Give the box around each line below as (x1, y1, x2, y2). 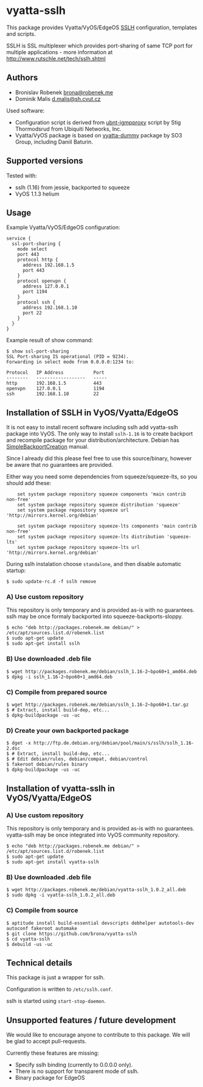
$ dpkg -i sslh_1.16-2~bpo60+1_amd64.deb (6, 674, 113, 680)
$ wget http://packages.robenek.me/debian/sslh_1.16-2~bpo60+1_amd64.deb (6, 668, 198, 675)
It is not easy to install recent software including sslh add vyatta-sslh (6, 424, 178, 431)
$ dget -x (6, 740, 32, 747)
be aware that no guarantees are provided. (6, 461, 114, 469)
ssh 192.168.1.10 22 (6, 391, 99, 397)
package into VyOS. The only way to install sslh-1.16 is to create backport (6, 430, 193, 438)
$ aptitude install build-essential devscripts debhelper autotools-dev (6, 920, 194, 926)
